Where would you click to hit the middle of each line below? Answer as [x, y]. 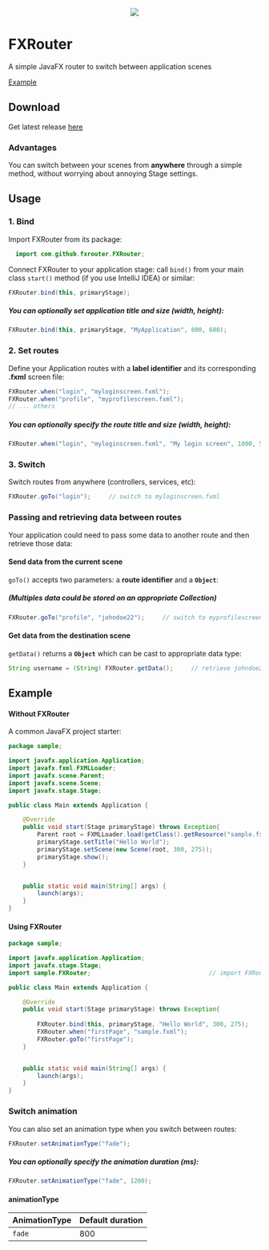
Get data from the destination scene [69, 635]
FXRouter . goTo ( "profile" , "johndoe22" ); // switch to [107, 617]
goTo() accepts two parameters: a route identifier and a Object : [113, 579]
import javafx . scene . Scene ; [55, 783]
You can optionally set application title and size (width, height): [116, 311]
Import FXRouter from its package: [65, 239]
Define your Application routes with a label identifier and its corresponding [132, 368]
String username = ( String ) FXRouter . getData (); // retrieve [119, 668]
